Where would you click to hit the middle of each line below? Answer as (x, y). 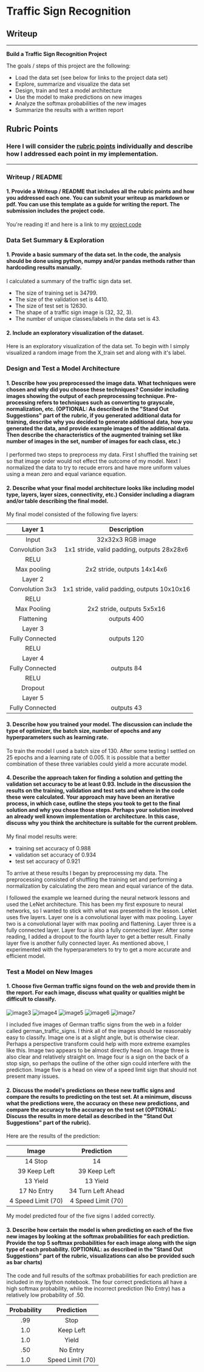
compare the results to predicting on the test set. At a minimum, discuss (99, 1096)
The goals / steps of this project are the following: (68, 66)
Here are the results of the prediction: (53, 1136)
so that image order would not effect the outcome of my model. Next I (93, 461)
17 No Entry (36, 1191)
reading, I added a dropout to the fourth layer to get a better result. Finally (98, 936)
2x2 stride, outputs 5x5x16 (126, 609)
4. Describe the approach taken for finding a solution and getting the (95, 778)
